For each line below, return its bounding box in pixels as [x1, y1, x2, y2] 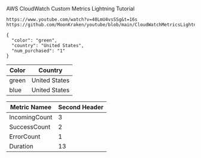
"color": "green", [11, 38, 58, 44]
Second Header [58, 103, 103, 111]
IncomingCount [9, 113, 53, 121]
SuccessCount [9, 123, 51, 131]
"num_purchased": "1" [11, 48, 66, 54]
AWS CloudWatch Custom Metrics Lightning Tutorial [6, 5, 135, 12]
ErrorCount [9, 132, 41, 141]
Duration [9, 142, 34, 150]
